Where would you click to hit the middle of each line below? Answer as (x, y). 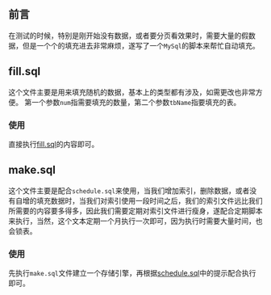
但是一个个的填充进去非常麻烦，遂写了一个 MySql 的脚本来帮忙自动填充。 (141, 45)
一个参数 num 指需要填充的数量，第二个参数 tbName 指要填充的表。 (136, 102)
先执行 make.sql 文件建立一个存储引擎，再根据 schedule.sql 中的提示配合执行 (132, 273)
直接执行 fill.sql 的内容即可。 (54, 144)
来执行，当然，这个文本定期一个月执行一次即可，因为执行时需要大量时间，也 (135, 221)
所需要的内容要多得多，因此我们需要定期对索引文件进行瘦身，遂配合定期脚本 (135, 211)
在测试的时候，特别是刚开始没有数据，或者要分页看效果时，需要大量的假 (128, 36)
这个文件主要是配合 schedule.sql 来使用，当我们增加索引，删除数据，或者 (129, 190)
